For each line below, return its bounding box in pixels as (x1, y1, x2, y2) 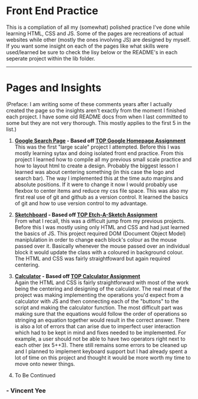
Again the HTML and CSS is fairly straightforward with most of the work (14, 279, 189, 286)
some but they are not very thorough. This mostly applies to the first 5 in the (6, 119, 191, 126)
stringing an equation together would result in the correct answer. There (14, 316, 190, 324)
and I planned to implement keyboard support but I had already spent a (14, 348, 187, 355)
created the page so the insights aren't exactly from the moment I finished (6, 107, 186, 114)
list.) (6, 126, 16, 133)
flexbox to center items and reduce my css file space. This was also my (14, 187, 189, 194)
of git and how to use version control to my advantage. (14, 199, 148, 207)
